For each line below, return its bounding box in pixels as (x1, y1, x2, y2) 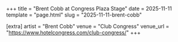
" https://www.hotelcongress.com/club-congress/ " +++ (6, 29, 141, 36)
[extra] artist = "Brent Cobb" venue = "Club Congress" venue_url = (6, 23, 170, 30)
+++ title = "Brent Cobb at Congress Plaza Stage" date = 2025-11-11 (6, 5, 172, 12)
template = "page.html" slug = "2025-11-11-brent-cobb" (6, 11, 142, 18)
